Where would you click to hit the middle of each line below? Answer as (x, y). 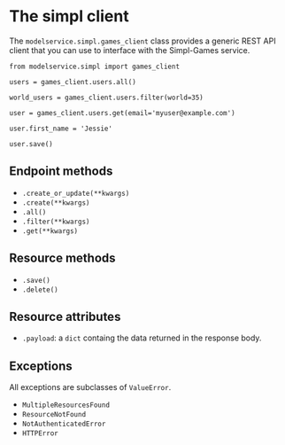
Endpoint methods (61, 172)
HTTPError (40, 433)
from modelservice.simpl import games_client (94, 66)
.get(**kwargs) (50, 231)
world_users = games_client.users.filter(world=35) (106, 98)
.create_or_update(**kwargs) (76, 193)
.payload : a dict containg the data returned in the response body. (142, 338)
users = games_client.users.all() (73, 82)
